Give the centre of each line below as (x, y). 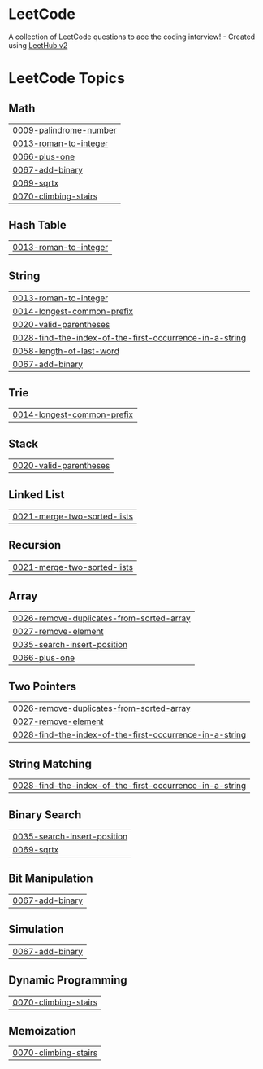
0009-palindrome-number (65, 129)
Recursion (35, 545)
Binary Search (45, 815)
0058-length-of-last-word (66, 351)
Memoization (43, 1031)
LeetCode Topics (67, 79)
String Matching (50, 763)
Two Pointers (43, 687)
